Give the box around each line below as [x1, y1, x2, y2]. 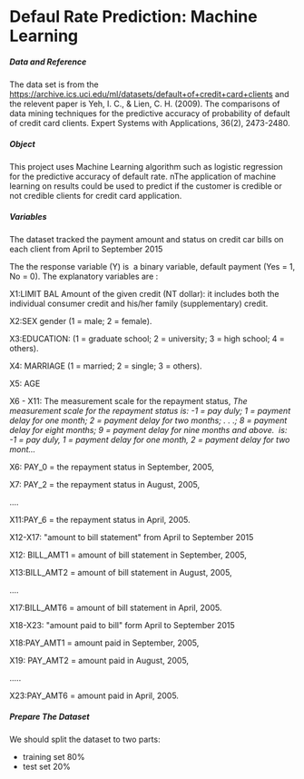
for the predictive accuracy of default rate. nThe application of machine [9, 171, 277, 182]
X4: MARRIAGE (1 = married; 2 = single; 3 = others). [9, 360, 202, 371]
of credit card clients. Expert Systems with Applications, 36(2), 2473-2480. [9, 118, 290, 129]
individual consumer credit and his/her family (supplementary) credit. [9, 298, 269, 310]
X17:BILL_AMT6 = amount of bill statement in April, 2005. [9, 602, 222, 614]
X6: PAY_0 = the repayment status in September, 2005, [9, 461, 215, 473]
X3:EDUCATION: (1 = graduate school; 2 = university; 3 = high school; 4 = [9, 333, 286, 344]
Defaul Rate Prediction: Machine [9, 6, 258, 27]
